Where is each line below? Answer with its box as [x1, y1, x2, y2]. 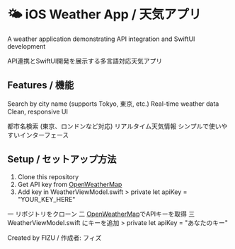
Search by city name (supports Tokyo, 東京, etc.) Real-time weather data [7, 99, 219, 108]
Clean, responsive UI [7, 107, 69, 116]
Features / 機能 [7, 79, 74, 92]
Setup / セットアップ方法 [7, 153, 117, 166]
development [7, 42, 46, 50]
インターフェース [19, 130, 69, 139]
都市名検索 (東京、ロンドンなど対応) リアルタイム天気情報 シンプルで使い [7, 121, 222, 130]
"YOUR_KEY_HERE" [17, 195, 76, 203]
